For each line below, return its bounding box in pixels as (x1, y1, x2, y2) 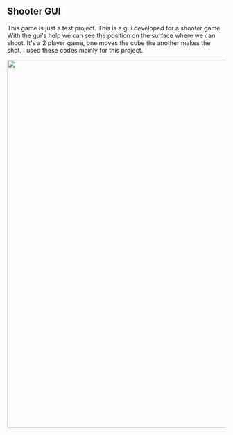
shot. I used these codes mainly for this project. (7, 46, 144, 54)
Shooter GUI (7, 6, 61, 17)
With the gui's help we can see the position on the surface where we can (7, 31, 216, 39)
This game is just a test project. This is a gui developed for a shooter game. (7, 24, 222, 32)
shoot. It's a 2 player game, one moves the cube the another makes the (7, 38, 211, 47)
